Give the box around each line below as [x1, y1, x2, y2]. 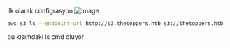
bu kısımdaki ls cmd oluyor [7, 32, 85, 41]
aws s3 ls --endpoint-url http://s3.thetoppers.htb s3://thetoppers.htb [7, 20, 224, 27]
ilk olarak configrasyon [7, 7, 73, 15]
